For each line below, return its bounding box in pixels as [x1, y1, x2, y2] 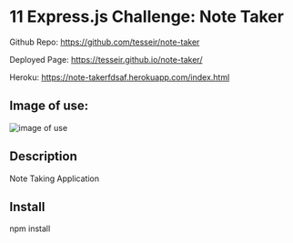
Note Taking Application [9, 173, 100, 184]
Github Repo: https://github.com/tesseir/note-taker [9, 36, 200, 47]
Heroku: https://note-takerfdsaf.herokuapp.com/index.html [9, 71, 230, 83]
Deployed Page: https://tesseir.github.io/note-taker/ [9, 54, 203, 65]
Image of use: [9, 98, 89, 114]
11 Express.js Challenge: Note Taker [9, 6, 285, 27]
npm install [9, 223, 51, 234]
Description [9, 148, 77, 165]
